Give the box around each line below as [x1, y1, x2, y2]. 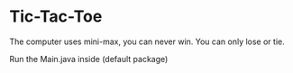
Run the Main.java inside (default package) [9, 53, 169, 64]
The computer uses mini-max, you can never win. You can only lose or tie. [9, 36, 286, 47]
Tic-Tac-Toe [9, 6, 103, 27]
